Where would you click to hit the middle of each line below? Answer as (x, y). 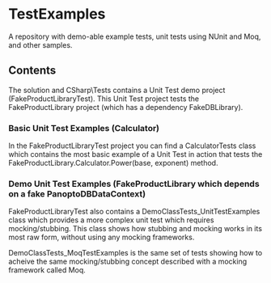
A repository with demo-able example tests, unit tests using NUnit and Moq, (135, 36)
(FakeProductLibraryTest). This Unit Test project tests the (104, 99)
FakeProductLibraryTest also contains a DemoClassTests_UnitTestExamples (134, 212)
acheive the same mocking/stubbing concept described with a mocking (128, 262)
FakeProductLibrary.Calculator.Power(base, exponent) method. (113, 163)
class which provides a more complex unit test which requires (111, 220)
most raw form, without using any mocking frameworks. (102, 237)
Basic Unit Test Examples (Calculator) (84, 128)
